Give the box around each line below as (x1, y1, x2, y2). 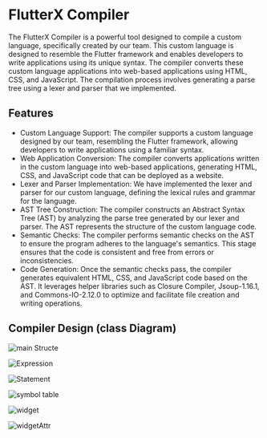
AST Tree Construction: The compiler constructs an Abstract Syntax (19, 205, 245, 214)
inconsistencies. (19, 255, 75, 266)
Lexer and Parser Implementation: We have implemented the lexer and (19, 179, 253, 189)
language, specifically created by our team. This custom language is (8, 40, 234, 50)
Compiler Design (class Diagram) (8, 322, 177, 335)
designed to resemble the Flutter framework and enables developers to (8, 49, 243, 59)
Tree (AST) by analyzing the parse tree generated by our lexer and (19, 213, 240, 222)
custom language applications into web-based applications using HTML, (8, 66, 248, 75)
